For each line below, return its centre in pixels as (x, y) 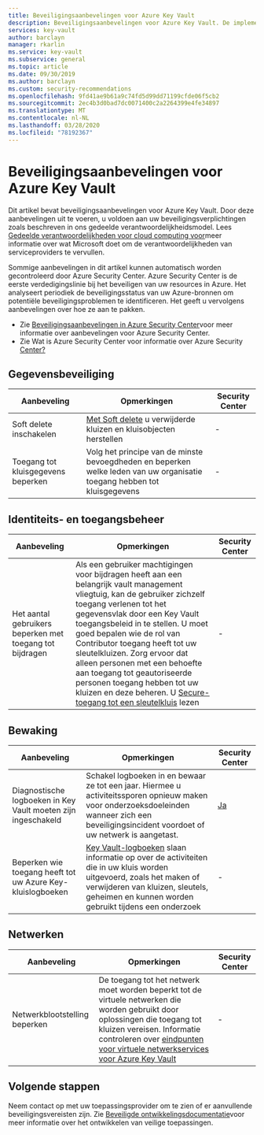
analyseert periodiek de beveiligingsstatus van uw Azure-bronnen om (121, 292)
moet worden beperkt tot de (150, 989)
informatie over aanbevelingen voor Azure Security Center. (115, 332)
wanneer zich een (119, 815)
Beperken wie (37, 862)
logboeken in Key (44, 800)
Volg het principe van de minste (145, 452)
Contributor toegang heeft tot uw (136, 644)
